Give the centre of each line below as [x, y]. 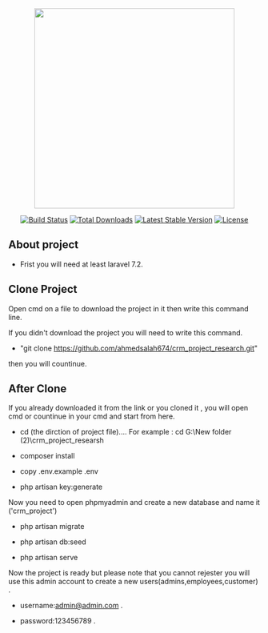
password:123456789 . [58, 621]
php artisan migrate [52, 527]
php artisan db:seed [53, 542]
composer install [47, 456]
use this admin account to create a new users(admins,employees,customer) [133, 582]
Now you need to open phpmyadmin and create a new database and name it [134, 503]
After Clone [38, 389]
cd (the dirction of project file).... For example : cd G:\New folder [126, 432]
